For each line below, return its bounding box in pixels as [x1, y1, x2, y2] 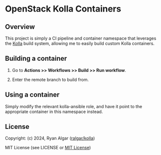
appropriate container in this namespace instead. [5, 109, 103, 114]
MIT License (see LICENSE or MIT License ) [5, 145, 91, 151]
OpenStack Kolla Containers [5, 3, 121, 14]
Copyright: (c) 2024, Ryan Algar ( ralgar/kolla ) [5, 135, 96, 141]
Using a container [5, 91, 60, 99]
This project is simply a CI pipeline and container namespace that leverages [5, 35, 157, 41]
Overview [5, 23, 35, 31]
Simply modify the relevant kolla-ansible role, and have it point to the [5, 103, 142, 109]
